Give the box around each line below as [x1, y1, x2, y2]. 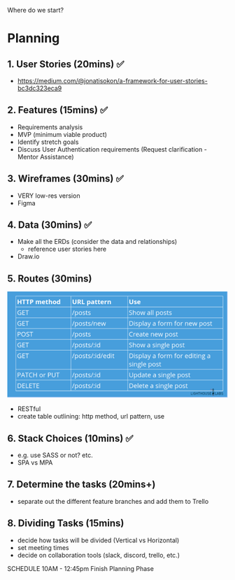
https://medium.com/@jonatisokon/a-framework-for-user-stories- [17, 77, 208, 85]
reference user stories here [27, 245, 107, 254]
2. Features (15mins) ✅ [7, 104, 108, 116]
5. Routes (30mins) [7, 273, 92, 284]
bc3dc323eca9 [17, 84, 62, 92]
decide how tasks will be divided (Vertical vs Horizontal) [17, 536, 180, 544]
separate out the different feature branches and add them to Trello [17, 497, 209, 505]
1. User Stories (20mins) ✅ [7, 58, 124, 70]
